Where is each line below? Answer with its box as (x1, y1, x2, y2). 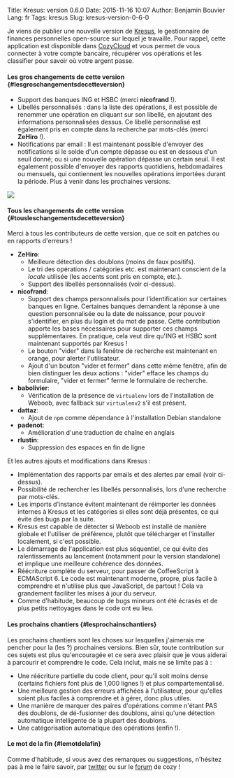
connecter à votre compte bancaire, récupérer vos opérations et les (7, 49, 203, 57)
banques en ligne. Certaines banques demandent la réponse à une (27, 302, 220, 310)
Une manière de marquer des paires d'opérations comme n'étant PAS (17, 701, 218, 709)
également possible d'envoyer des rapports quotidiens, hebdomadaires (17, 162, 224, 171)
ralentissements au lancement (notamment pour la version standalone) (17, 552, 221, 561)
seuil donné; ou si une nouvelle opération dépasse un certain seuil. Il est (17, 155, 226, 164)
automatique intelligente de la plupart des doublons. (17, 716, 168, 724)
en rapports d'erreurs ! (7, 237, 73, 245)
